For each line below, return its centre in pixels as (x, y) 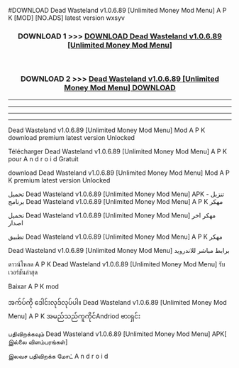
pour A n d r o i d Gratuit (43, 158)
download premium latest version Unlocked (72, 137)
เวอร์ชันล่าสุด (23, 272)
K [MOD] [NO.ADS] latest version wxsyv (66, 18)
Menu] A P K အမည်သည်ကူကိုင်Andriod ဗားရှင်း (74, 316)
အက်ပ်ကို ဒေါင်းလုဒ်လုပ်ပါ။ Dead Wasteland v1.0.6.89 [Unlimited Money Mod (117, 302)
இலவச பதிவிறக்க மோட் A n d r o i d (58, 356)
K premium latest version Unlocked (59, 180)
